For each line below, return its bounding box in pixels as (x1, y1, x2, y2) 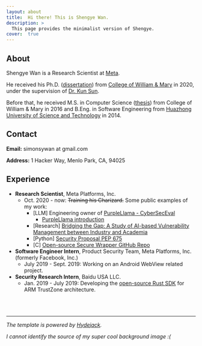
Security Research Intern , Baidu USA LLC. (14, 273, 121, 280)
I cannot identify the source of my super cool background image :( (6, 333, 171, 340)
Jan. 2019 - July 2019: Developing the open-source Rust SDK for (23, 279, 185, 287)
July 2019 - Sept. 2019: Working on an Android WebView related (23, 260, 183, 267)
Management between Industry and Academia (32, 228, 148, 235)
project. (23, 267, 43, 274)
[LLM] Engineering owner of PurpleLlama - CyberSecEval (32, 209, 176, 216)
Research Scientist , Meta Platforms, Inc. (14, 190, 116, 197)
